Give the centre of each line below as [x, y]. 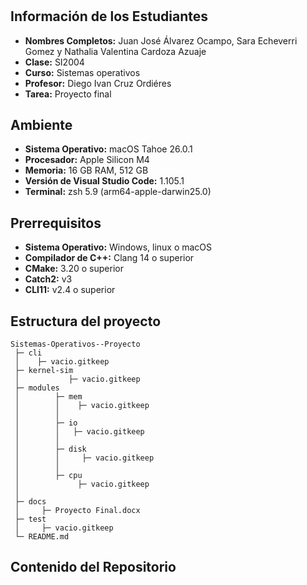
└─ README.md [42, 537]
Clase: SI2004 [54, 62]
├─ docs [30, 502]
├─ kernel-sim [44, 371]
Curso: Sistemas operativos [82, 72]
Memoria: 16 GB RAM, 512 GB [86, 170]
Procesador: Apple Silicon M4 [87, 160]
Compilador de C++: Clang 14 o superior [109, 258]
